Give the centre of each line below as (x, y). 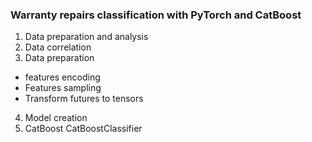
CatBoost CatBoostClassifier (83, 129)
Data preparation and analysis (86, 37)
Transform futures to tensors (84, 99)
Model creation (56, 118)
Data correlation (58, 47)
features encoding (62, 77)
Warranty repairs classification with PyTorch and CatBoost (156, 15)
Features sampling (63, 88)
